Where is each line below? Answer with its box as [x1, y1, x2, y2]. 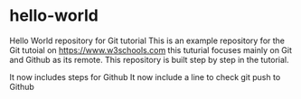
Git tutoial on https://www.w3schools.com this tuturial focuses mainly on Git [9, 44, 292, 55]
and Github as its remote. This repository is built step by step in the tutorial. [9, 54, 289, 65]
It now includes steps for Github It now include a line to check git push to [9, 71, 281, 82]
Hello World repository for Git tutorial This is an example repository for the [9, 35, 286, 46]
